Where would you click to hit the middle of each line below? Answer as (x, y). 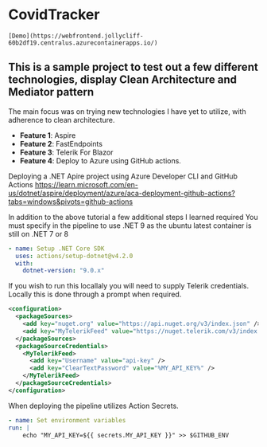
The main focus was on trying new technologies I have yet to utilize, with (127, 111)
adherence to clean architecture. (62, 120)
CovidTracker (54, 15)
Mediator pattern (51, 92)
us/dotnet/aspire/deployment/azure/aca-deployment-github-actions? (122, 193)
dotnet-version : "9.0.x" (64, 271)
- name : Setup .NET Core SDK (56, 249)
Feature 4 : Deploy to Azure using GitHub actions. (100, 160)
